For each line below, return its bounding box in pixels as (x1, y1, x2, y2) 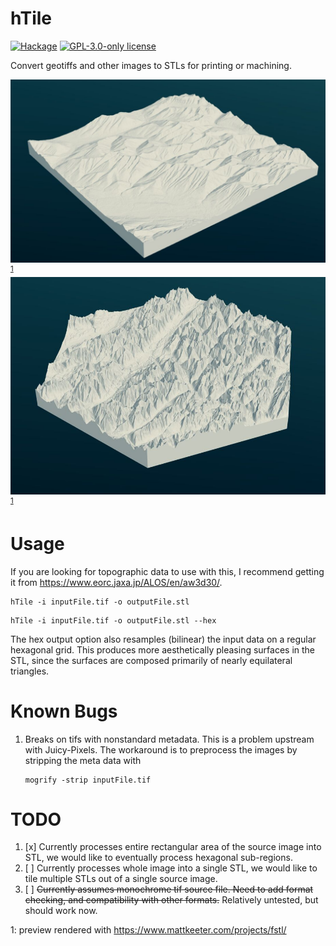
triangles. (10, 665, 50, 677)
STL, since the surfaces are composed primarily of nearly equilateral (10, 654, 293, 666)
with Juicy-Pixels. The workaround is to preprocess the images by (24, 743, 298, 756)
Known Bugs (10, 700, 118, 722)
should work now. (24, 905, 98, 917)
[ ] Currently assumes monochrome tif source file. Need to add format (24, 883, 314, 896)
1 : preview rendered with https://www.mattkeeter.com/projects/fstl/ (10, 924, 287, 936)
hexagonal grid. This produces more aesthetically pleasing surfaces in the (10, 643, 316, 656)
